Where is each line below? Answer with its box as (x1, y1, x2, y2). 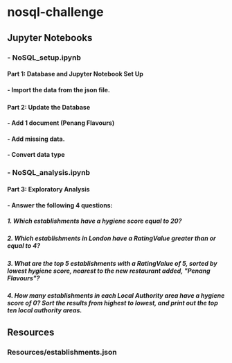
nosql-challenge (7, 4, 104, 20)
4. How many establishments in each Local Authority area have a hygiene (7, 292, 225, 300)
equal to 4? (7, 242, 40, 250)
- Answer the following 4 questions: (7, 201, 113, 209)
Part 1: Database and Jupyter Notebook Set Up (7, 70, 144, 78)
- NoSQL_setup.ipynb (7, 53, 82, 62)
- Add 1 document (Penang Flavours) (7, 119, 115, 127)
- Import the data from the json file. (7, 85, 111, 94)
